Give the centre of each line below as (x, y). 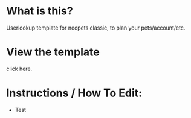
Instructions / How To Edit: (74, 93)
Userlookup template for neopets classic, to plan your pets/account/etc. (96, 28)
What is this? (40, 11)
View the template (53, 52)
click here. (19, 69)
